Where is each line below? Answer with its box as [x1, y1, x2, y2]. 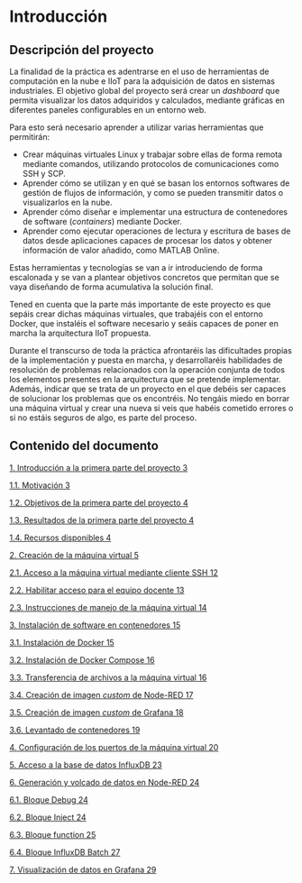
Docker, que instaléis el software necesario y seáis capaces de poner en [9, 318, 279, 328]
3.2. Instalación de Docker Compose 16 [9, 654, 155, 665]
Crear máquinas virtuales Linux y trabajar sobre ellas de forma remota [22, 149, 282, 160]
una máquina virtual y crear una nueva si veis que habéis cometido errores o [9, 403, 294, 413]
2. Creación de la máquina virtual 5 [9, 549, 140, 560]
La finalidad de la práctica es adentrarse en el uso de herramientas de [9, 66, 270, 77]
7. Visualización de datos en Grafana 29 [9, 864, 157, 875]
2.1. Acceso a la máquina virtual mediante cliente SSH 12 [9, 566, 219, 578]
